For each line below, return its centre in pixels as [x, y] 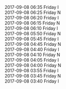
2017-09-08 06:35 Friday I [32, 7]
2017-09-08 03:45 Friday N [33, 76]
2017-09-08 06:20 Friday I [32, 18]
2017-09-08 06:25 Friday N [33, 12]
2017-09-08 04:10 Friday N [33, 55]
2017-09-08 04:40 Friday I [32, 49]
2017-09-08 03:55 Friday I [32, 71]
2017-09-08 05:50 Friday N [33, 34]
